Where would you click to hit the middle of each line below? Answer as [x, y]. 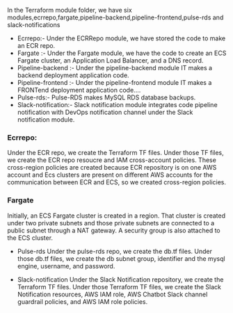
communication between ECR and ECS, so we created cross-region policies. [117, 182]
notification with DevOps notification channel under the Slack [105, 112]
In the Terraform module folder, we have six [70, 10]
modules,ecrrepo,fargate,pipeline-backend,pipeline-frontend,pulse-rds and [115, 17]
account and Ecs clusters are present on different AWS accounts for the [110, 175]
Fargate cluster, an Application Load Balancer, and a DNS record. [110, 61]
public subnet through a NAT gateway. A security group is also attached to [114, 230]
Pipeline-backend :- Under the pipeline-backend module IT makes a [115, 68]
